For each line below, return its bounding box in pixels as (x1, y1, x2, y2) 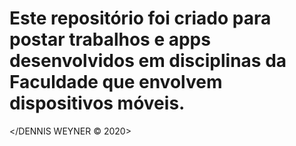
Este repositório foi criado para (9, 7, 272, 30)
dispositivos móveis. (9, 92, 186, 115)
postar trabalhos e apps (9, 28, 211, 51)
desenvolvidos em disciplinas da (9, 50, 287, 72)
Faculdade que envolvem (9, 71, 223, 94)
